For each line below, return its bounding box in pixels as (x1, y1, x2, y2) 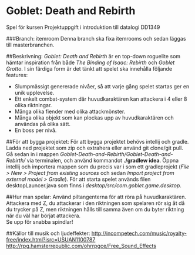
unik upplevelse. (14, 89, 55, 96)
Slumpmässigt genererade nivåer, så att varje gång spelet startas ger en (14, 82, 190, 90)
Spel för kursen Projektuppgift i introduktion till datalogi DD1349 (6, 24, 160, 31)
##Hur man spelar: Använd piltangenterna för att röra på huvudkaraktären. (6, 193, 187, 200)
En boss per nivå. (14, 127, 57, 134)
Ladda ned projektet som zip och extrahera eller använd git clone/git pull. (6, 144, 183, 151)
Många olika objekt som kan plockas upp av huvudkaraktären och (14, 114, 174, 121)
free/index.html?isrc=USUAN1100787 (6, 236, 96, 243)
